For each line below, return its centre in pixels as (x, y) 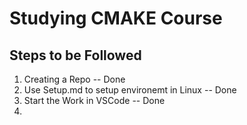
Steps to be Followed (75, 55)
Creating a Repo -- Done (74, 79)
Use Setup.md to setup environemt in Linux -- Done (130, 90)
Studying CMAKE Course (116, 18)
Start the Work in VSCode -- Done (94, 100)
